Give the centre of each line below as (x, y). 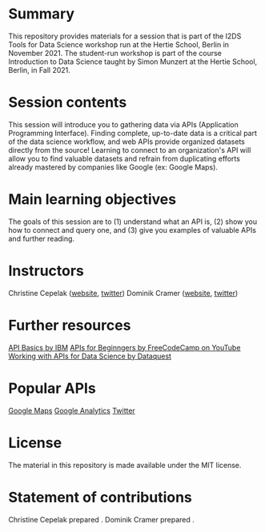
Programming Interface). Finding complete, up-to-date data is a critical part (133, 133)
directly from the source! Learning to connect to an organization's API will (130, 150)
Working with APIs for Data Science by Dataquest (90, 356)
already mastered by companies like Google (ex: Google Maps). (113, 167)
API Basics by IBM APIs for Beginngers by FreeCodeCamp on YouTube (124, 347)
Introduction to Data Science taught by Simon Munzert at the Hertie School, (133, 62)
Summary (41, 14)
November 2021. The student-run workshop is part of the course (115, 53)
